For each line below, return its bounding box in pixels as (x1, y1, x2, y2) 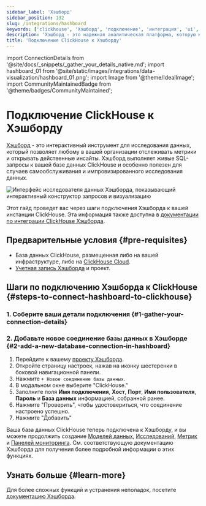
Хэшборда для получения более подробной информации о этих (6, 445, 175, 453)
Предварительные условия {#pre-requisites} (6, 235, 188, 246)
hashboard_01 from (6, 67, 55, 74)
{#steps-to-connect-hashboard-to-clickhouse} (6, 292, 193, 302)
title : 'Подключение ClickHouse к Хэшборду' (6, 37, 122, 43)
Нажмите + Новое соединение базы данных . (15, 375, 126, 383)
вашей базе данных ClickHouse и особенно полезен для (34, 160, 182, 168)
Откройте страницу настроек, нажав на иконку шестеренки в (15, 362, 178, 369)
